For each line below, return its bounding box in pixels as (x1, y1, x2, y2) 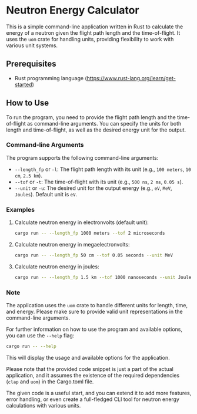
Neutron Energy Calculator (6, 4, 139, 17)
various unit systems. (6, 42, 58, 49)
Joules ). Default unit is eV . (14, 190, 78, 198)
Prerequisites (6, 59, 56, 69)
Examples (6, 205, 35, 213)
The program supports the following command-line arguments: (6, 154, 159, 161)
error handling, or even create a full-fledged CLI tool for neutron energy (6, 396, 179, 403)
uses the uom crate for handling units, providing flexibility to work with (6, 35, 174, 42)
